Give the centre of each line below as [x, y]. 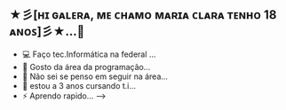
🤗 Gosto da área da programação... [86, 67]
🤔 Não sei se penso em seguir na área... [95, 76]
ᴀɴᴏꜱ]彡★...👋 [47, 31]
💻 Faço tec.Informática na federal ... [89, 54]
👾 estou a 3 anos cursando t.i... [79, 85]
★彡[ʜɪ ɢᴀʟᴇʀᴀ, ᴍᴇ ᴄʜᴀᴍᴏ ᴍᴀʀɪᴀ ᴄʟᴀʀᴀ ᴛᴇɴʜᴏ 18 [143, 15]
